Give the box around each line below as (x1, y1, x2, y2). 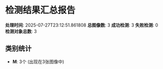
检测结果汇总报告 (5, 4, 76, 16)
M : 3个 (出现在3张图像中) (12, 58, 64, 64)
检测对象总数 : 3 (5, 28, 37, 34)
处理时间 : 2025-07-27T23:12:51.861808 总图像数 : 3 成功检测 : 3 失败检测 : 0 (5, 22, 158, 28)
